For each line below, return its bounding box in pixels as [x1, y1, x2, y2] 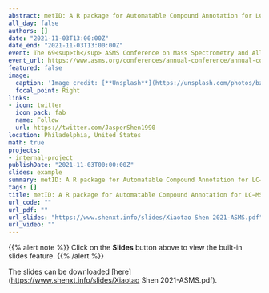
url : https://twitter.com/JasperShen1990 [15, 124, 156, 132]
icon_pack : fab [15, 109, 66, 117]
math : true [8, 138, 45, 147]
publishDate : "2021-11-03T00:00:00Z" [8, 161, 134, 169]
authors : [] [8, 26, 48, 35]
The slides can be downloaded [8, 267, 110, 277]
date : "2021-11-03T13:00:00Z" [8, 34, 110, 43]
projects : [8, 146, 42, 154]
